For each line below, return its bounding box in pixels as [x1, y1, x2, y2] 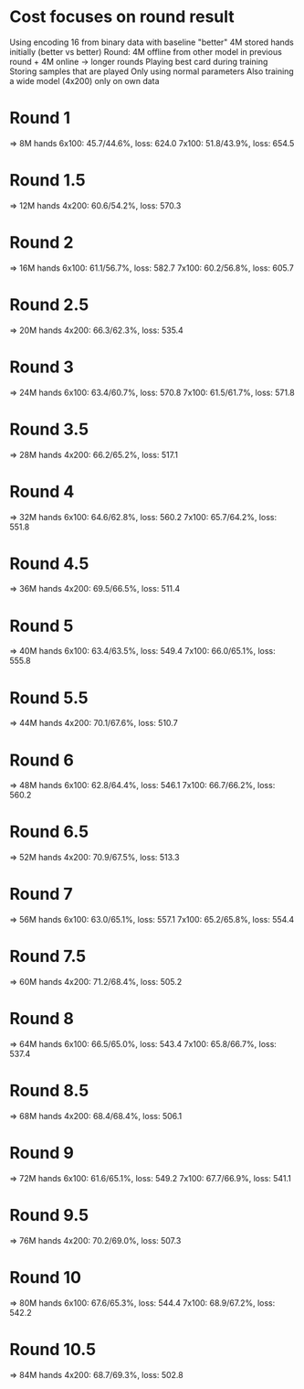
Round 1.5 [9, 170, 87, 191]
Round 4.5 [9, 553, 89, 573]
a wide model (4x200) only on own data [9, 75, 160, 86]
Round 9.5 [9, 1205, 89, 1226]
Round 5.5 [9, 688, 89, 708]
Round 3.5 [9, 419, 89, 440]
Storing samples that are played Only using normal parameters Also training [9, 66, 294, 77]
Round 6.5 [9, 821, 89, 842]
